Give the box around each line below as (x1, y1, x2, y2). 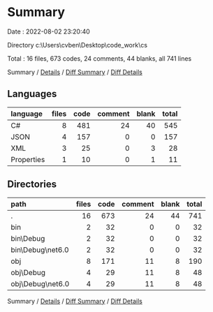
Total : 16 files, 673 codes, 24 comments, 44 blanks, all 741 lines (7, 54, 192, 63)
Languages (7, 88, 57, 100)
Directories (7, 179, 57, 191)
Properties (10, 154, 45, 164)
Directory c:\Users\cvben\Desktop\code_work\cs (7, 40, 148, 49)
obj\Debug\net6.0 (10, 278, 70, 288)
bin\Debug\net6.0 (10, 245, 69, 255)
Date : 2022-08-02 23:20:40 (7, 27, 91, 36)
